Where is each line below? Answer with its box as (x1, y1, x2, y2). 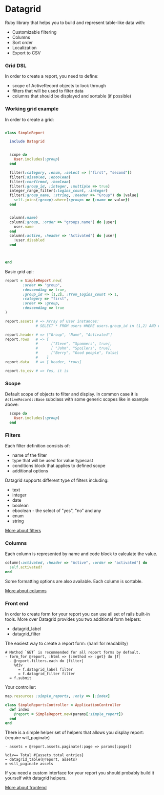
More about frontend (5, 785, 47, 791)
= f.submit (9, 676, 32, 681)
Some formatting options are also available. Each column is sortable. (5, 578, 143, 584)
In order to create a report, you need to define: (5, 73, 99, 79)
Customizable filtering (12, 29, 57, 35)
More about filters (5, 527, 41, 533)
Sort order (12, 39, 33, 45)
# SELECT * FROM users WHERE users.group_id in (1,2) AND (36, 323, 156, 328)
